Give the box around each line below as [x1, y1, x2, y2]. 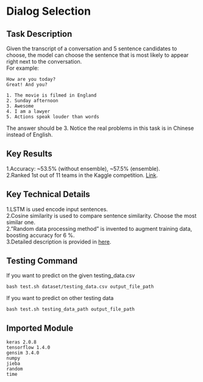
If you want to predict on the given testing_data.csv [6, 272, 135, 279]
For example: [6, 64, 40, 72]
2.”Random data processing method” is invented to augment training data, [6, 225, 193, 232]
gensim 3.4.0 [6, 350, 40, 356]
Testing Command [6, 256, 78, 266]
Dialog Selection [6, 4, 91, 18]
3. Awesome [6, 103, 34, 109]
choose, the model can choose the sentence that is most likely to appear [6, 51, 189, 59]
